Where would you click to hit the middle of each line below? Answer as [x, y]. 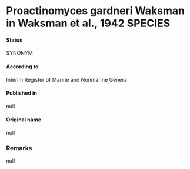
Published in [21, 93]
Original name [24, 120]
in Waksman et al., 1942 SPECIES [88, 23]
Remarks [19, 148]
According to [22, 67]
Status [14, 40]
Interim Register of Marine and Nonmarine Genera [67, 79]
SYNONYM [20, 53]
